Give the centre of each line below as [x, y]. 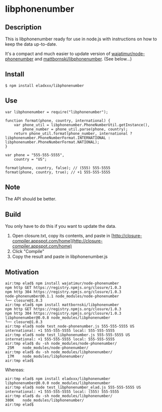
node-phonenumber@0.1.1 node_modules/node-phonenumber [62, 296]
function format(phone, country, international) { [58, 121]
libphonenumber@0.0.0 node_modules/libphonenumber [58, 383]
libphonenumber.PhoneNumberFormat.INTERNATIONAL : [58, 138]
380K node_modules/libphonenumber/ [45, 400]
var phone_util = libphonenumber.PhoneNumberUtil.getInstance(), [82, 125]
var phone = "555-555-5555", [35, 155]
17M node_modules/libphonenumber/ [46, 357]
